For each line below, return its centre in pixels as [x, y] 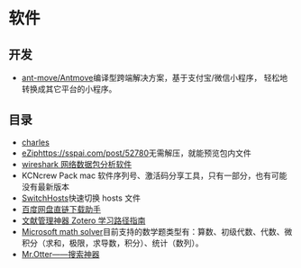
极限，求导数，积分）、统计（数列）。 [136, 243]
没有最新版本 [45, 186]
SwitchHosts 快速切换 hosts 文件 [81, 198]
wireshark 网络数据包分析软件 [77, 164]
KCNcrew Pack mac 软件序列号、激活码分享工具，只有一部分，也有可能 [154, 175]
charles [36, 142]
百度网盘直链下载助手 [61, 209]
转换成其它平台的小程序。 [69, 89]
